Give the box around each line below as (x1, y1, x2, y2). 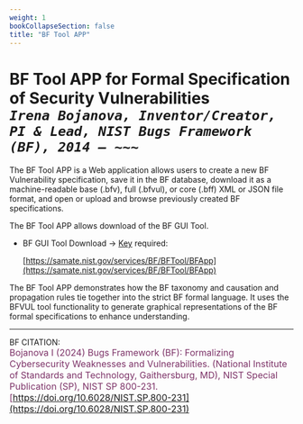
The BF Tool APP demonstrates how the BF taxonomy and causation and (9, 283, 280, 293)
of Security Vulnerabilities (9, 87, 210, 108)
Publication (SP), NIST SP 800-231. (9, 380, 159, 392)
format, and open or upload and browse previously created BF (9, 194, 241, 204)
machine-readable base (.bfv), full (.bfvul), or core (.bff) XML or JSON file (9, 184, 284, 194)
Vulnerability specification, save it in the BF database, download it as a (9, 175, 272, 185)
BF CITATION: (9, 337, 60, 347)
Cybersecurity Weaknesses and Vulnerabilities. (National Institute (9, 357, 288, 370)
